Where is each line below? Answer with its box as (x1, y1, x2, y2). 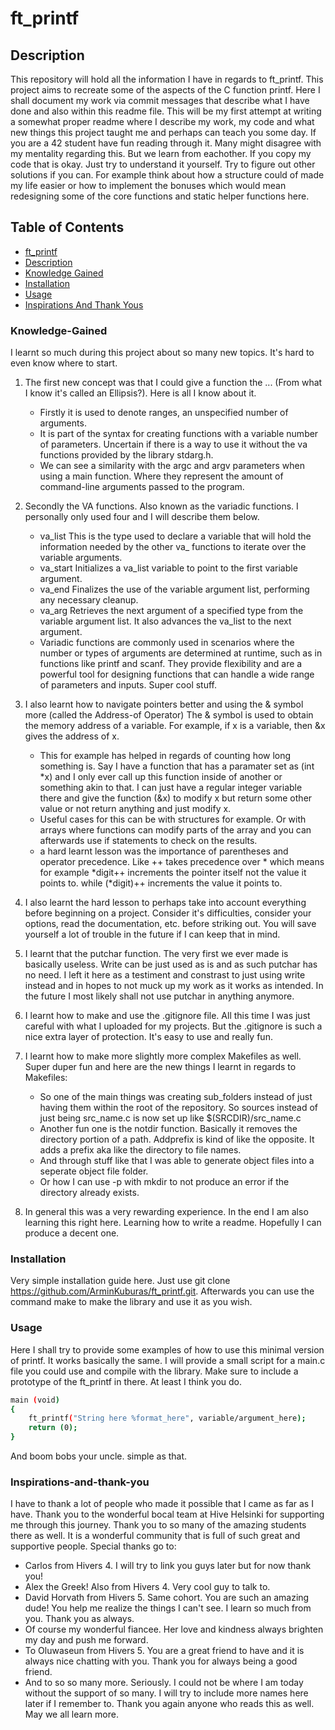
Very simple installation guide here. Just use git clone (10, 1275, 231, 1287)
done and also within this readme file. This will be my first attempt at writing (10, 105, 322, 117)
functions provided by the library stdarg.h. (39, 449, 214, 461)
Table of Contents (10, 219, 125, 236)
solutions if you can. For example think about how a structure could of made (10, 169, 325, 181)
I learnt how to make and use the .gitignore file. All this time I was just (24, 1010, 311, 1022)
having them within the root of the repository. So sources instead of (39, 1102, 319, 1114)
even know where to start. (10, 357, 118, 369)
